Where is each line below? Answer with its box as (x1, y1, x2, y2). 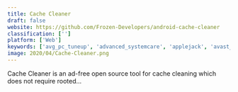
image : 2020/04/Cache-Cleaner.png (7, 50, 110, 57)
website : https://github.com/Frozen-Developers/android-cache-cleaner (7, 23, 220, 30)
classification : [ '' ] (7, 30, 72, 38)
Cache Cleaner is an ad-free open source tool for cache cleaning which (7, 69, 217, 78)
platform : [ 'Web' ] (7, 37, 62, 44)
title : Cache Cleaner (7, 10, 72, 18)
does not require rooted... (7, 76, 82, 85)
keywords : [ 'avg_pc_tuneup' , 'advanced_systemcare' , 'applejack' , (7, 43, 208, 50)
